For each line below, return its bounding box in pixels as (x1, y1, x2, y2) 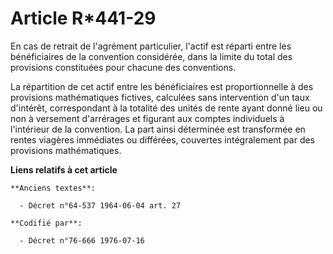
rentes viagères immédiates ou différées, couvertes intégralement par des (10, 133, 316, 146)
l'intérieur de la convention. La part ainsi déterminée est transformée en (10, 123, 306, 135)
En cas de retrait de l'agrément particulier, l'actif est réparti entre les (10, 40, 292, 52)
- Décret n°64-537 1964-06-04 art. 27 (19, 200, 182, 211)
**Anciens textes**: (10, 183, 97, 193)
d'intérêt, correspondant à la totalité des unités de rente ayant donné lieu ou (10, 102, 323, 114)
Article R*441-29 (10, 7, 157, 30)
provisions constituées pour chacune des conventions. (10, 61, 237, 73)
